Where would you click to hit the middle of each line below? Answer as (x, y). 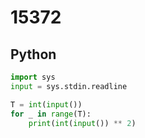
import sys (33, 77)
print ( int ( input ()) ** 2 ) (82, 123)
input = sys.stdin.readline (69, 86)
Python (33, 54)
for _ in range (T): (51, 114)
